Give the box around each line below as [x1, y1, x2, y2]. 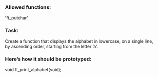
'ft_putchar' [5, 15, 28, 21]
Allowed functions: [5, 4, 51, 11]
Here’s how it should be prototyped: [5, 56, 92, 62]
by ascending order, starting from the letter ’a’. [5, 43, 98, 49]
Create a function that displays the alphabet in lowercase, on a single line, [5, 38, 154, 44]
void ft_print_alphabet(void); [5, 66, 62, 72]
